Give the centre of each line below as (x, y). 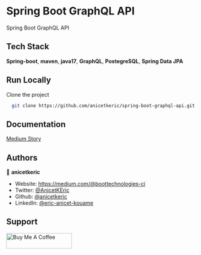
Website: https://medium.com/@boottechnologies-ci (80, 184)
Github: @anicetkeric (41, 197)
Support (22, 222)
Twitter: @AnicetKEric (42, 190)
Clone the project (28, 94)
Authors (22, 158)
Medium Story (24, 139)
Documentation (36, 124)
